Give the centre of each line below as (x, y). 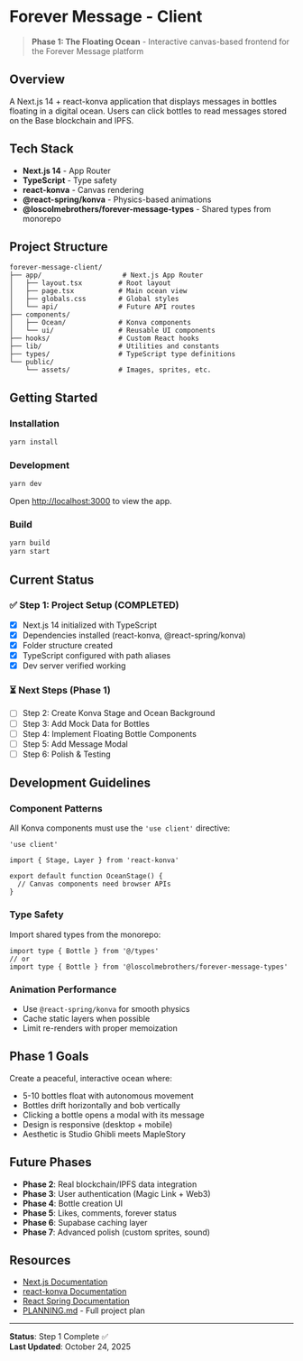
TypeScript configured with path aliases (96, 656)
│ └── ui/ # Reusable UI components (113, 331)
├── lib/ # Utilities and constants (115, 346)
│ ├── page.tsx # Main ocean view (98, 291)
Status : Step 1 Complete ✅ (59, 1337)
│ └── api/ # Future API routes (102, 307)
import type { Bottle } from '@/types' (84, 951)
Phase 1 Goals (49, 1057)
